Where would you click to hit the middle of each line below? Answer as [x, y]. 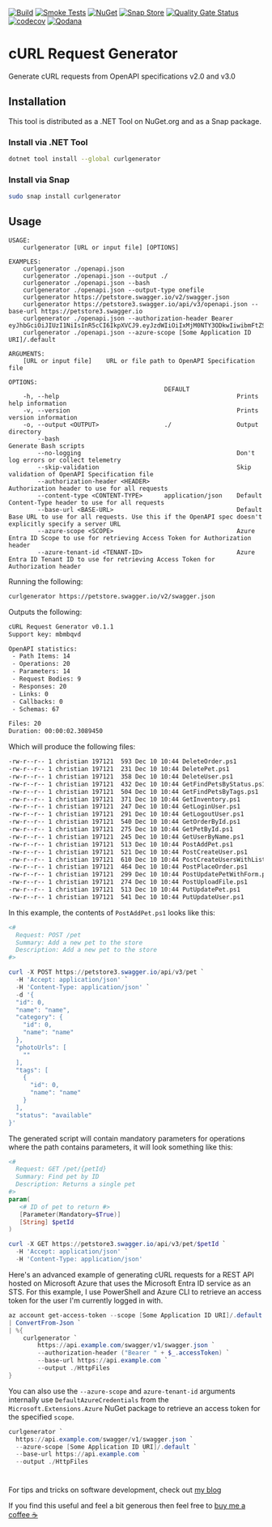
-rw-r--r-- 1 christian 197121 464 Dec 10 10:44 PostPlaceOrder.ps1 [128, 867]
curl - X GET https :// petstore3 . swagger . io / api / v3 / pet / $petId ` [117, 1244]
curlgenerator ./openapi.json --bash [87, 283]
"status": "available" [54, 1115]
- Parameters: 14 [41, 672]
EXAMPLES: [25, 262]
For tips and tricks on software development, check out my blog [115, 1490]
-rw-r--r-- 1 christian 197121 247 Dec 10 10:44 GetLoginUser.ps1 [125, 807]
